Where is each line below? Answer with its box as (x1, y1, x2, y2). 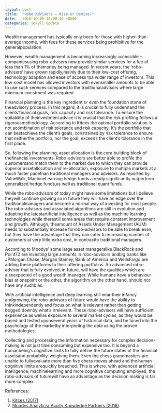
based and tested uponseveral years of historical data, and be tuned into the (5, 318, 157, 324)
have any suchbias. (5, 282, 44, 288)
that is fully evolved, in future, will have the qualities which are (21, 267, 145, 273)
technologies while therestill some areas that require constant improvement (5, 216, 155, 222)
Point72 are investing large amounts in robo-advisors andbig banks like (5, 251, 147, 258)
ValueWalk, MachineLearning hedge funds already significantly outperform (5, 176, 154, 182)
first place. (5, 140, 27, 146)
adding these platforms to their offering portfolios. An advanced (5, 262, 132, 268)
